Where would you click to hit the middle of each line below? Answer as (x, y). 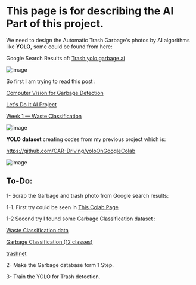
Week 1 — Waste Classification (44, 116)
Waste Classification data (37, 230)
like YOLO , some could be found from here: (60, 47)
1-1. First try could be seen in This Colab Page (63, 207)
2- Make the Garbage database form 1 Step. (60, 265)
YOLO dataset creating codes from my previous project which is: (86, 139)
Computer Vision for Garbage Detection (55, 93)
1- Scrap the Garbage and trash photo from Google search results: (87, 195)
